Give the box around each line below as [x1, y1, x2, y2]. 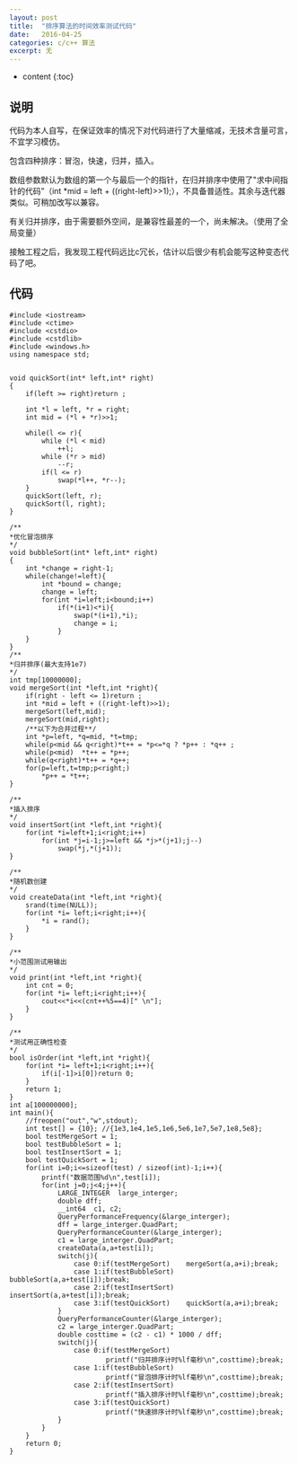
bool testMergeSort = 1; [25, 1132, 118, 1141]
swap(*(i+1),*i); [73, 611, 139, 620]
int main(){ [9, 1108, 54, 1117]
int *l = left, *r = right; [25, 405, 130, 414]
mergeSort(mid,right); [25, 715, 110, 724]
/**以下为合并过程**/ [25, 724, 97, 733]
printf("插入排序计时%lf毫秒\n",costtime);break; [105, 1389, 285, 1399]
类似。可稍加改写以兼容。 [9, 197, 104, 207]
